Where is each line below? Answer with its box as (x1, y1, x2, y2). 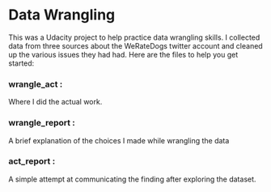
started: (8, 58, 35, 68)
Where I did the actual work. (8, 97, 103, 107)
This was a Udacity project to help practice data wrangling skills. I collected (8, 32, 260, 42)
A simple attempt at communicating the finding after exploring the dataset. (8, 174, 256, 184)
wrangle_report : (8, 117, 75, 129)
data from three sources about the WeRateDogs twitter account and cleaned (8, 41, 263, 50)
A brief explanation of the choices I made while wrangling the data (8, 135, 230, 145)
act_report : (8, 156, 56, 167)
